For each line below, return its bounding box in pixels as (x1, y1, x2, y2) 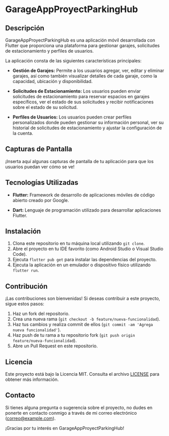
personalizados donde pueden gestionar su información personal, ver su (12, 120, 164, 125)
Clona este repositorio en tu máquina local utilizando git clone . (12, 241, 145, 247)
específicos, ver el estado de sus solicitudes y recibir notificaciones (12, 99, 154, 105)
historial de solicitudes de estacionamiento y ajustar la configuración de (12, 125, 162, 131)
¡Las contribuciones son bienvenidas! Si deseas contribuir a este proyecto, (5, 295, 160, 302)
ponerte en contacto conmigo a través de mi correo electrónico (5, 410, 137, 416)
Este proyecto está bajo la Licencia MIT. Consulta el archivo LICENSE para (5, 371, 160, 377)
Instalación (5, 227, 41, 236)
